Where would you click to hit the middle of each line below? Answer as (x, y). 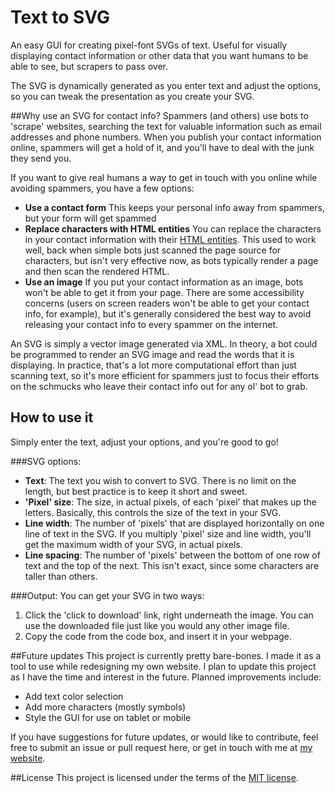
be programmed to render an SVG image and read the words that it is (152, 354)
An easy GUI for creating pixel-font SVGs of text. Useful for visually (149, 45)
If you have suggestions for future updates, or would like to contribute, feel (164, 737)
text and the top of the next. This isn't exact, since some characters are (172, 565)
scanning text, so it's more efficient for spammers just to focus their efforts (165, 375)
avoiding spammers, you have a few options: (102, 188)
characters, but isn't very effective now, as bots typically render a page (171, 260)
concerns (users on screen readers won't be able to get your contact (167, 303)
